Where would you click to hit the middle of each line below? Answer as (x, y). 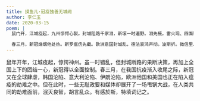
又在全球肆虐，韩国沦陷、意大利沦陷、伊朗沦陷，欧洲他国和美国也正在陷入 (97, 77)
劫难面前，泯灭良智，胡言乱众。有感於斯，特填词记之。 (84, 92)
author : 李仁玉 (24, 17)
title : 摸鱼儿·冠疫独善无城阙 (39, 12)
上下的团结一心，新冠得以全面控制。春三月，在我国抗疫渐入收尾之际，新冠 (102, 70)
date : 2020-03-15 (28, 23)
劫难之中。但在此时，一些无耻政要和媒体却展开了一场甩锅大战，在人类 (102, 84)
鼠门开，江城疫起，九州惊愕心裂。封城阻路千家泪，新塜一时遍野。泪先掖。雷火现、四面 (102, 34)
